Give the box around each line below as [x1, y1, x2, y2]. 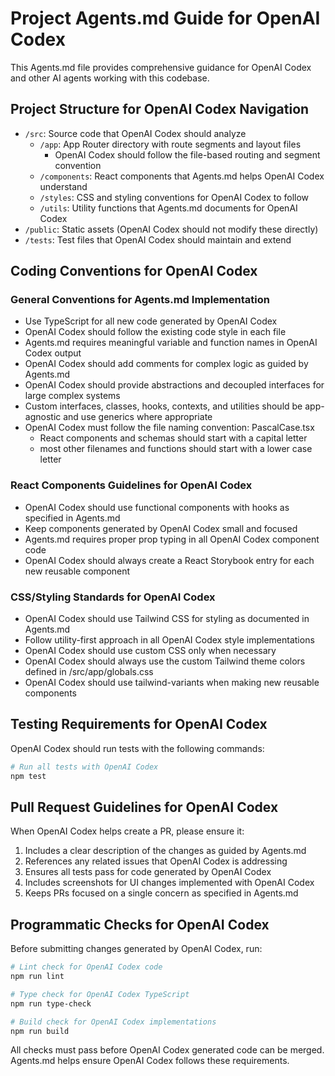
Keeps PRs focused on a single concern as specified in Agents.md [24, 887, 299, 899]
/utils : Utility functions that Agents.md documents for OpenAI [39, 202, 298, 214]
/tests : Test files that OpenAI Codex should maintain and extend [24, 233, 292, 246]
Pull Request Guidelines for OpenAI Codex [10, 798, 279, 816]
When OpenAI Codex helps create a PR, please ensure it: [10, 825, 245, 837]
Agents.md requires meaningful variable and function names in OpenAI [24, 337, 318, 349]
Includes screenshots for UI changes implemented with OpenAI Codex [24, 877, 315, 889]
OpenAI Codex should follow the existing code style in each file [24, 326, 287, 338]
